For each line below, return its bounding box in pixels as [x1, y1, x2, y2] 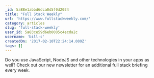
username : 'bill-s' [5, 35, 45, 39]
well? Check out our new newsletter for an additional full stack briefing [5, 62, 148, 68]
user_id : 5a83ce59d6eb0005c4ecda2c [5, 30, 78, 35]
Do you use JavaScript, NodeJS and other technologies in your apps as [5, 57, 150, 62]
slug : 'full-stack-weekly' [5, 25, 60, 30]
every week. [5, 67, 30, 73]
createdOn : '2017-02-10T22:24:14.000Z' [5, 39, 87, 44]
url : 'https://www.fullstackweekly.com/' [5, 16, 91, 21]
